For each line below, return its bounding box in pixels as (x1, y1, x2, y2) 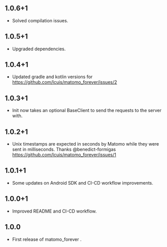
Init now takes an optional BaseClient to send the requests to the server (12, 108, 162, 114)
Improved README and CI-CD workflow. (12, 208, 97, 214)
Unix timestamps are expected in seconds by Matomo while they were (12, 141, 159, 147)
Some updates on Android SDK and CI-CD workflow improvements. (12, 180, 153, 186)
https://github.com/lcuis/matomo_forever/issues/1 (12, 152, 116, 158)
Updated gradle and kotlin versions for (12, 74, 93, 80)
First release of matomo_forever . (12, 236, 82, 242)
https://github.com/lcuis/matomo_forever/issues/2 (12, 79, 117, 85)
